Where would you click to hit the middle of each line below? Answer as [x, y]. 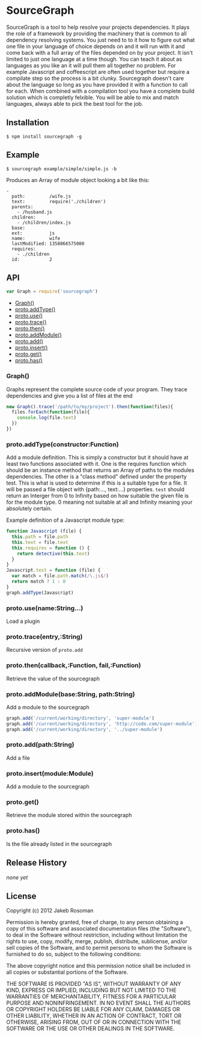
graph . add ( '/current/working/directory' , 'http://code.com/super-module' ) [102, 724]
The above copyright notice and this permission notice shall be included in [98, 966]
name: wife [36, 238]
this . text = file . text [40, 542]
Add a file [18, 757]
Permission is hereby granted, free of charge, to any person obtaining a [95, 922]
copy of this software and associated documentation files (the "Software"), [99, 929]
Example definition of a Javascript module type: [66, 520]
